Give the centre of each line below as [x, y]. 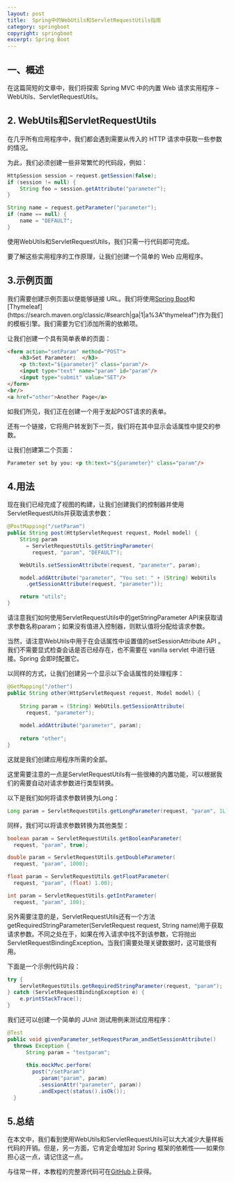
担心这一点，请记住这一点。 [47, 1157]
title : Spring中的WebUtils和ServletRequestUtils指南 [84, 20]
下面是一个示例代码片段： [44, 966]
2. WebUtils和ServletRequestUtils [82, 121]
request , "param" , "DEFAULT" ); [78, 553]
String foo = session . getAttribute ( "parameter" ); [93, 189]
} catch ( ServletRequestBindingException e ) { [76, 993]
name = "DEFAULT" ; [46, 221]
